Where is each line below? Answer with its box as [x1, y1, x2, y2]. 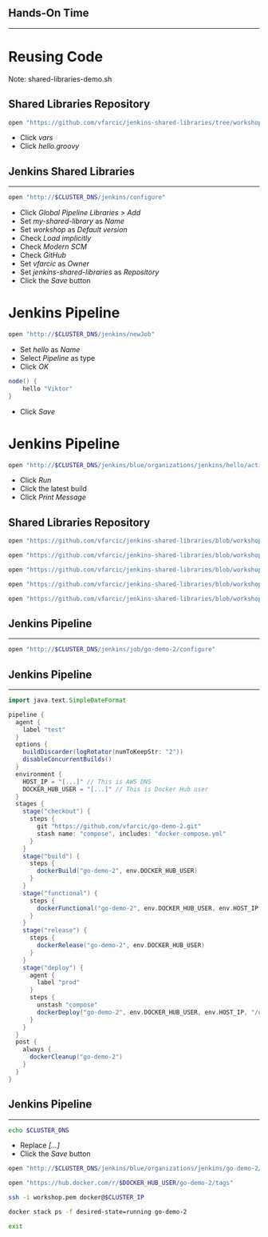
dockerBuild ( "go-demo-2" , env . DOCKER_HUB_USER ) [37, 867, 198, 875]
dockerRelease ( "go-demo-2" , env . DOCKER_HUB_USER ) [37, 942, 205, 950]
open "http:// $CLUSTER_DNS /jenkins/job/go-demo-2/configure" [8, 646, 216, 654]
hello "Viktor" [22, 384, 73, 393]
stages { [15, 800, 45, 808]
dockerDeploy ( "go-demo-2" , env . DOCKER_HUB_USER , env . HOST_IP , [37, 1008, 248, 1016]
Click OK [19, 362, 49, 371]
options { [15, 740, 48, 749]
